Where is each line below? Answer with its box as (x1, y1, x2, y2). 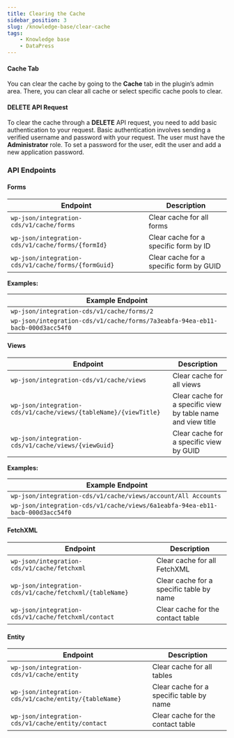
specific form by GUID (148, 261, 221, 270)
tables (152, 670, 173, 680)
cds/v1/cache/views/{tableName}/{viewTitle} (10, 408, 161, 416)
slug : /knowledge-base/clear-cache (7, 23, 111, 30)
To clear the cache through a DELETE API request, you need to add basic (7, 118, 217, 127)
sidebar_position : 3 (7, 17, 68, 24)
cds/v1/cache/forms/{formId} (10, 241, 107, 249)
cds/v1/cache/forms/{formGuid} (10, 261, 115, 269)
